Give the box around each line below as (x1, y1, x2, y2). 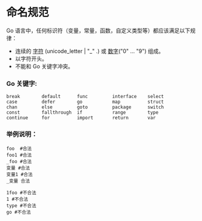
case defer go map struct (6, 99, 164, 105)
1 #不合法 (6, 196, 29, 202)
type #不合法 (6, 202, 36, 209)
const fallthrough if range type (6, 110, 159, 116)
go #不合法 (6, 209, 32, 215)
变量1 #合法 (6, 171, 33, 177)
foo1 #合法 (6, 152, 32, 158)
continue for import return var (6, 115, 156, 121)
